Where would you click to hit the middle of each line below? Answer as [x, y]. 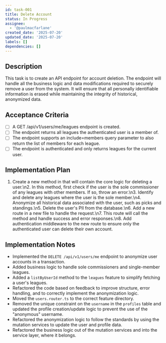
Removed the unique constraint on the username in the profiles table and [87, 304]
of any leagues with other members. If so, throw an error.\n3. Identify [83, 192]
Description [24, 66]
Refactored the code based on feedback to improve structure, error [81, 288]
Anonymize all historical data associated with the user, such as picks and [87, 203]
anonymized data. [24, 99]
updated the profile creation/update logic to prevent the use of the [80, 309]
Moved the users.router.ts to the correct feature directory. [73, 299]
